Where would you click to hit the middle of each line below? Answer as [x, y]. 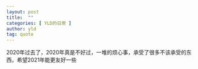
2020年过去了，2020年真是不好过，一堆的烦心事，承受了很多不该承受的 [96, 53]
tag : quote [20, 34]
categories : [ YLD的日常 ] [39, 23]
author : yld [21, 29]
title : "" [20, 18]
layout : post [23, 12]
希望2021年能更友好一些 [47, 60]
